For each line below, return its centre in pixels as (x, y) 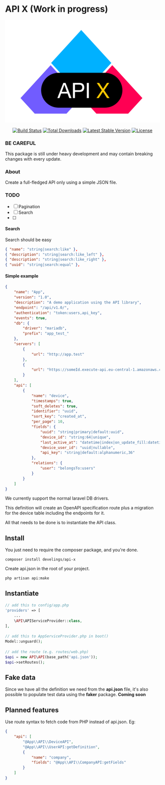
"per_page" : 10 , (48, 422)
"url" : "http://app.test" (58, 354)
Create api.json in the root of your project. (47, 569)
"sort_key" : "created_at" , (59, 417)
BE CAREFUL (21, 143)
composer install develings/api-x (41, 560)
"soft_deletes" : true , (55, 406)
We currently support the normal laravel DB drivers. (57, 498)
